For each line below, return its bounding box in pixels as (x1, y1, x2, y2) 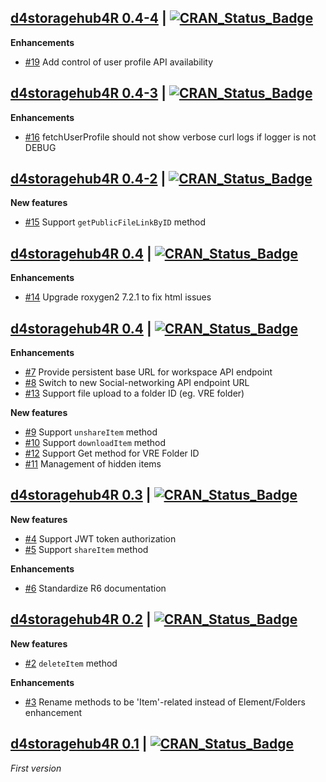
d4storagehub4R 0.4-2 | (10, 171, 167, 188)
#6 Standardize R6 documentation (24, 582, 167, 594)
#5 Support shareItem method (24, 543, 149, 555)
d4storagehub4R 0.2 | (10, 611, 152, 628)
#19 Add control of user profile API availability (24, 56, 214, 68)
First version (10, 762, 62, 774)
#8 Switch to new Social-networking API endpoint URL (24, 377, 250, 389)
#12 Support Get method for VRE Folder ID (24, 447, 200, 460)
